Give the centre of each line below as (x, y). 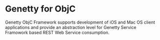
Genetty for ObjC (40, 9)
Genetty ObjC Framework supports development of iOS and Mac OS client (80, 22)
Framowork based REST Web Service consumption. (57, 32)
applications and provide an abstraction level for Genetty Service (71, 27)
